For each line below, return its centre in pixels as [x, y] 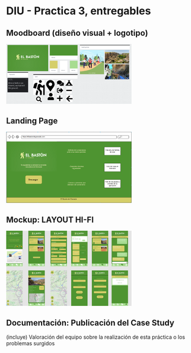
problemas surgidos [31, 343]
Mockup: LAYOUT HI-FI [50, 219]
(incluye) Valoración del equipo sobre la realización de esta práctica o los [96, 337]
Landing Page [32, 121]
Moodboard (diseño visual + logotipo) [77, 33]
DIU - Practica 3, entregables [79, 11]
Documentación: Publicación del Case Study [90, 323]
